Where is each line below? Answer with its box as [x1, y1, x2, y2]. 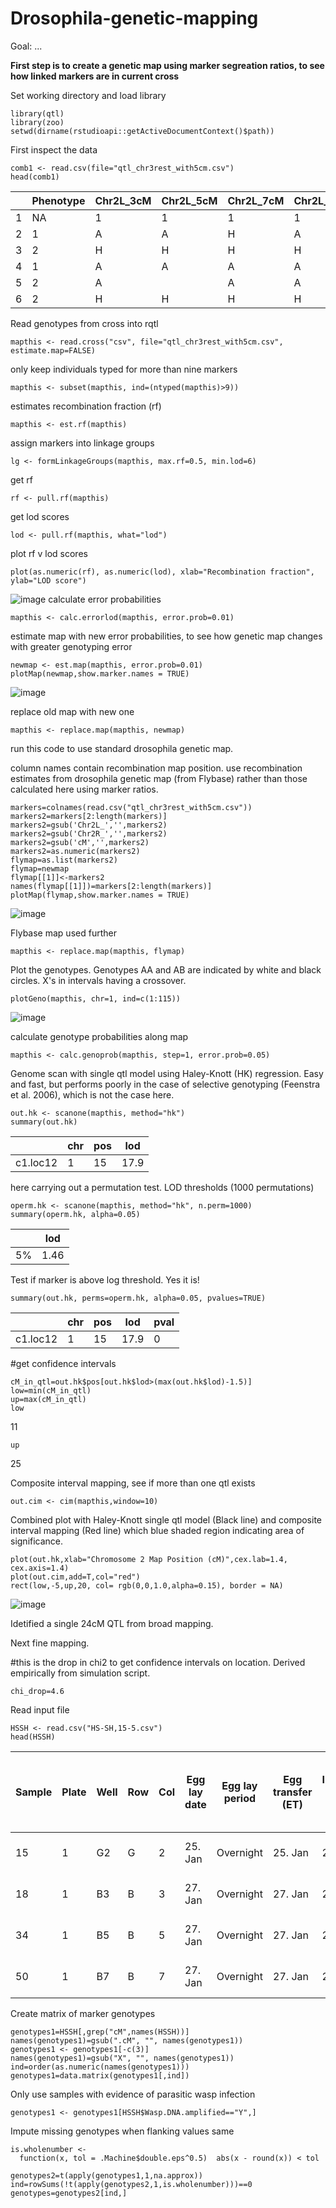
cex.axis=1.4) [10, 1563, 70, 1573]
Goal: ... [10, 40, 43, 52]
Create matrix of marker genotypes [10, 2007, 156, 2019]
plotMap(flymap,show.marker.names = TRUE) [10, 890, 190, 900]
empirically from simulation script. [10, 1667, 151, 1679]
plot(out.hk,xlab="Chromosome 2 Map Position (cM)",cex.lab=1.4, [10, 1554, 288, 1564]
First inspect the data [10, 143, 98, 156]
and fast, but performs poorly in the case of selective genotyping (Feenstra [10, 1078, 321, 1090]
